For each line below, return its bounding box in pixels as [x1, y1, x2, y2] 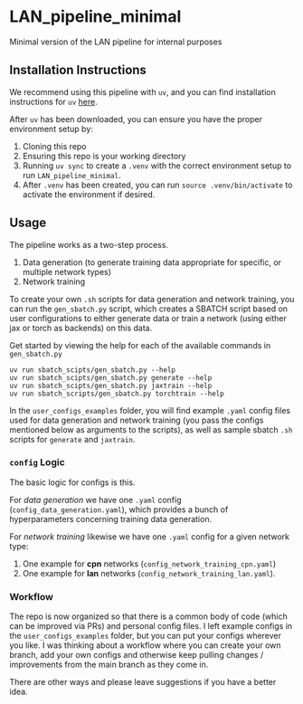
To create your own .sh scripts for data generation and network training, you [9, 293, 295, 304]
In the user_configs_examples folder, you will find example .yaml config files [9, 404, 291, 415]
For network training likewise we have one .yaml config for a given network [9, 531, 290, 542]
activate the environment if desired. [22, 188, 156, 200]
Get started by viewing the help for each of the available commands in [9, 339, 271, 350]
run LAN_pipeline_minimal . [22, 169, 121, 180]
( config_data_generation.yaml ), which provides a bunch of [9, 504, 229, 515]
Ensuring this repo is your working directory [22, 150, 186, 161]
